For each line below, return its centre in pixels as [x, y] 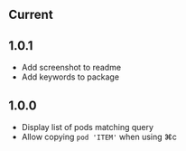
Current [31, 15]
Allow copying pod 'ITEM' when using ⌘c [99, 137]
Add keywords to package [70, 77]
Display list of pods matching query [88, 127]
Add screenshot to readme [71, 68]
